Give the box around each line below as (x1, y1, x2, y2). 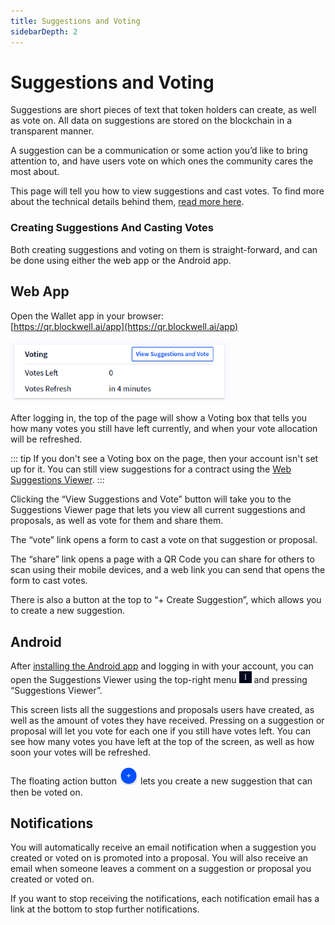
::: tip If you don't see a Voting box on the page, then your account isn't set (10, 453, 319, 465)
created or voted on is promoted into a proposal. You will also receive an (10, 852, 309, 864)
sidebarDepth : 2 (10, 26, 78, 37)
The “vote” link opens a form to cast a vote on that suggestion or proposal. (10, 534, 318, 546)
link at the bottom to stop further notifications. (10, 903, 200, 915)
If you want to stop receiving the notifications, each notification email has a (10, 893, 320, 905)
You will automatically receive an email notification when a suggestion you (10, 841, 317, 854)
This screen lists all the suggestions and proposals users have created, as (10, 704, 315, 716)
